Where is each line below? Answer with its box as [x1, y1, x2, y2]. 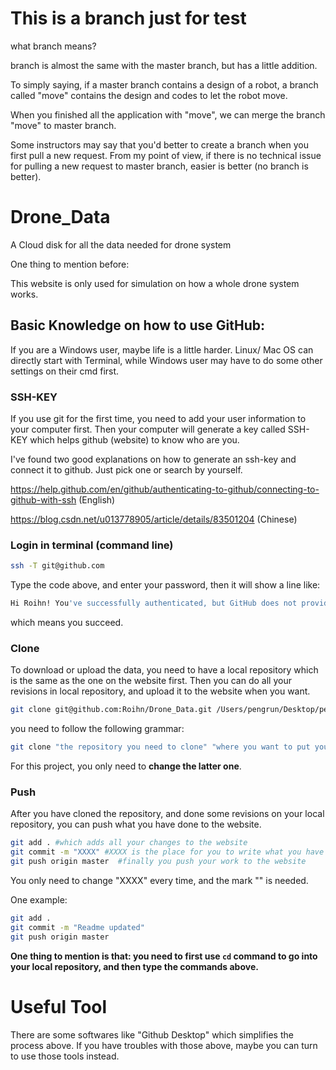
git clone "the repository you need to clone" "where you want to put [10, 742, 311, 752]
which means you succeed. [10, 617, 124, 629]
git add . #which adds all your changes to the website [10, 838, 248, 848]
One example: [10, 894, 68, 906]
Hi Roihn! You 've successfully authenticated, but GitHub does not [10, 598, 298, 609]
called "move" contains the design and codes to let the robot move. [10, 89, 288, 101]
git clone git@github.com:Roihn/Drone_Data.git [10, 705, 213, 715]
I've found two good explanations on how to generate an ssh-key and [10, 453, 297, 465]
